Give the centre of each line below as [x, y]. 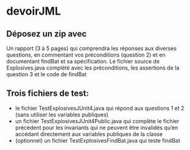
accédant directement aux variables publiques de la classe [89, 134]
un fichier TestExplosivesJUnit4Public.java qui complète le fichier [97, 121]
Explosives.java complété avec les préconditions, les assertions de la [93, 68]
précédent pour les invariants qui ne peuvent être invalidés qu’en [97, 127]
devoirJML [33, 11]
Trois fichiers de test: [48, 94]
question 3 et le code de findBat [47, 74]
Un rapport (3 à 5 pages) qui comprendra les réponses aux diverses [92, 48]
